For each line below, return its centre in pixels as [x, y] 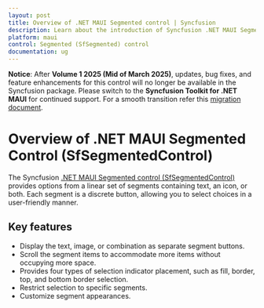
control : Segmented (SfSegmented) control [79, 45]
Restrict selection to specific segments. [83, 288]
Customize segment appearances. [75, 295]
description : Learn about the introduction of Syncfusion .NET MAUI [123, 30]
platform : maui [33, 37]
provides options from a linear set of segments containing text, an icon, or [128, 186]
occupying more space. [58, 263]
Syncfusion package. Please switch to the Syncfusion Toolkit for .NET [123, 91]
